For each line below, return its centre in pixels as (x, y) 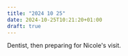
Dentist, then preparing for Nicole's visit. (64, 46)
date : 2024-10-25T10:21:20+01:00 (55, 20)
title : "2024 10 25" (37, 13)
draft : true (24, 26)
